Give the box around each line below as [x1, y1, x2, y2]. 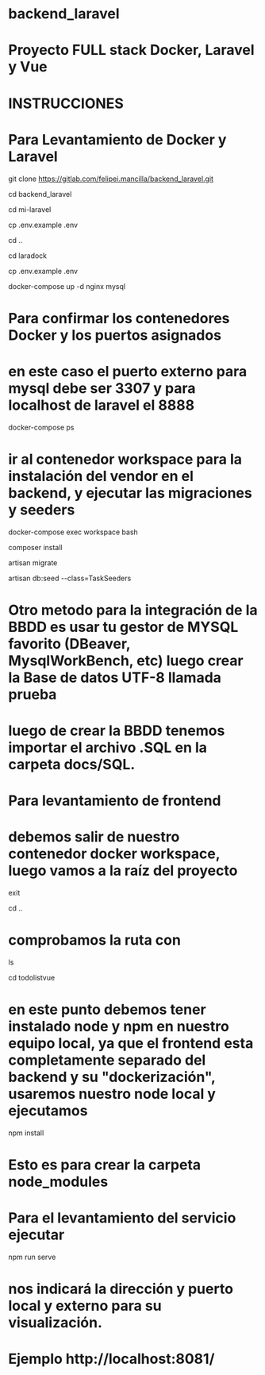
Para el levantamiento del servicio [8, 1209, 236, 1227]
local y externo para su [8, 1297, 162, 1315]
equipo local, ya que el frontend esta [8, 1034, 254, 1053]
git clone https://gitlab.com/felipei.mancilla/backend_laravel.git [8, 174, 214, 183]
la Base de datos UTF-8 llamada [8, 668, 222, 687]
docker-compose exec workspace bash [8, 527, 139, 537]
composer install [8, 542, 63, 552]
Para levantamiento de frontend [8, 791, 221, 810]
